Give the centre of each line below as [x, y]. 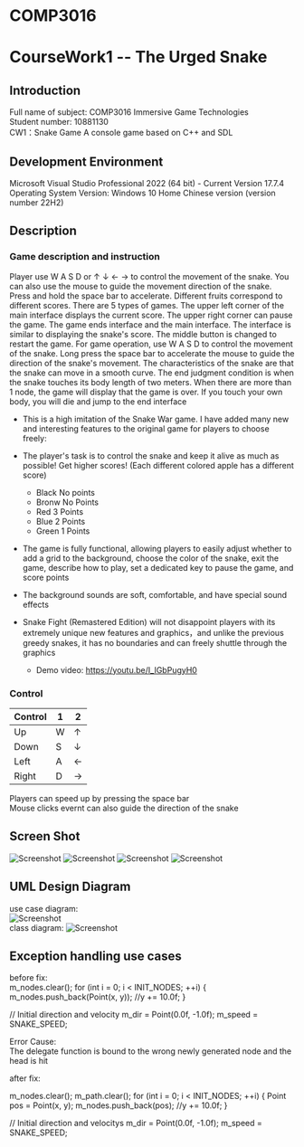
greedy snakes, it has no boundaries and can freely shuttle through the [155, 642]
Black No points [65, 492]
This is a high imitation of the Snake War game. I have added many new [156, 419]
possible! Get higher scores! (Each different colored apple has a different [158, 465]
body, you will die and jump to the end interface [98, 401]
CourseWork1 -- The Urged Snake [138, 57]
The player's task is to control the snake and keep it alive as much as [151, 455]
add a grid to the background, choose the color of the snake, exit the [151, 558]
